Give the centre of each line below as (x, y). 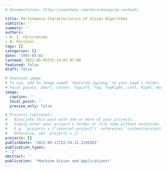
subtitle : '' (19, 23)
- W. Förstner (20, 42)
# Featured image (23, 78)
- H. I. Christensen (27, 37)
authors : (14, 33)
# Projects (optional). (30, 115)
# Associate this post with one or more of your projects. (70, 119)
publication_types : (25, 147)
